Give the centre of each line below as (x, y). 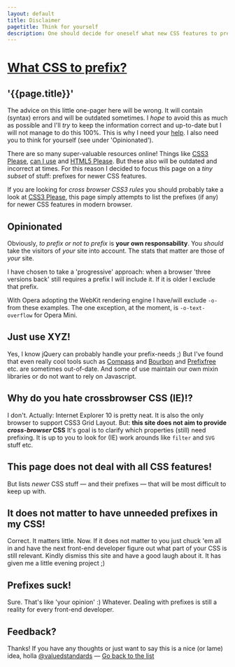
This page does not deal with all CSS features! (109, 467)
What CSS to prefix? (67, 68)
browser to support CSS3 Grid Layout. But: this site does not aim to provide (117, 422)
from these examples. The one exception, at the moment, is (93, 308)
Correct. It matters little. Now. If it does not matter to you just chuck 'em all (114, 541)
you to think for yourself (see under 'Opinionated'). (80, 140)
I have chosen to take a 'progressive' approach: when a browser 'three (109, 272)
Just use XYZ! (39, 337)
